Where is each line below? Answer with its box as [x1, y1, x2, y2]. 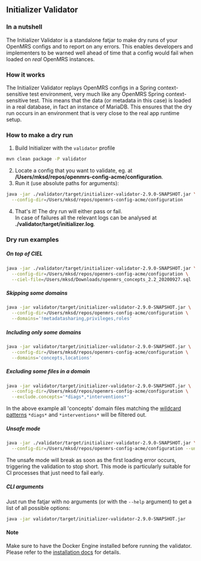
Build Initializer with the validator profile [14, 144, 115, 152]
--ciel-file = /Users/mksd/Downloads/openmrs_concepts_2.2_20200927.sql [11, 276, 191, 282]
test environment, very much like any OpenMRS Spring [29, 90, 165, 98]
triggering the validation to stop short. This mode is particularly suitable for [6, 463, 191, 470]
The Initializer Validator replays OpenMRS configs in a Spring [6, 84, 157, 91]
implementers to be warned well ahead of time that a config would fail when [6, 49, 193, 56]
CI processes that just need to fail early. [6, 469, 104, 476]
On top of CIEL [6, 250, 43, 257]
